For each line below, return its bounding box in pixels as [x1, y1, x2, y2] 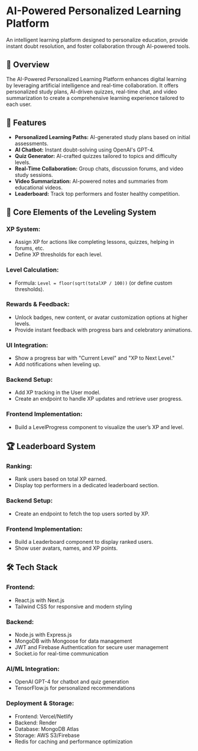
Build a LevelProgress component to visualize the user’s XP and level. [14, 423, 184, 430]
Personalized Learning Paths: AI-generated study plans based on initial [14, 133, 190, 140]
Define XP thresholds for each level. [14, 251, 103, 258]
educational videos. [14, 183, 63, 191]
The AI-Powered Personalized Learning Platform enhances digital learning [6, 75, 187, 82]
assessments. [14, 140, 48, 147]
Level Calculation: [6, 266, 59, 274]
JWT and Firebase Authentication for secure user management [14, 644, 168, 650]
